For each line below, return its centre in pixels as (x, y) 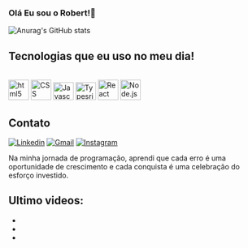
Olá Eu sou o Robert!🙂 (52, 13)
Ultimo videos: (46, 201)
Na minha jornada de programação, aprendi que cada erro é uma (117, 158)
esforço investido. (39, 175)
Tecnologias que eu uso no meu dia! (102, 56)
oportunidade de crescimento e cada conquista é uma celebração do (124, 166)
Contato (29, 123)
